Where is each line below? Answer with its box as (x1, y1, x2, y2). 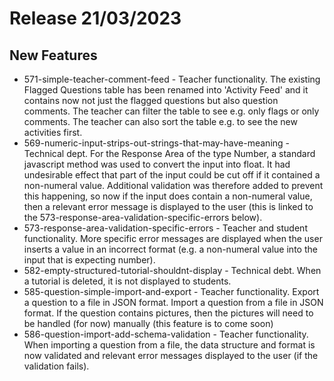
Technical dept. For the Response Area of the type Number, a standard (23, 148, 316, 159)
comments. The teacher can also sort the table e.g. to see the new (23, 116, 298, 127)
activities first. (23, 127, 83, 138)
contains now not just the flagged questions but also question (23, 95, 279, 106)
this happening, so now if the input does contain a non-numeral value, (23, 190, 313, 202)
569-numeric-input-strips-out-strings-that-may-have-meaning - (23, 137, 291, 149)
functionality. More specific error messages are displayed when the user (23, 233, 323, 244)
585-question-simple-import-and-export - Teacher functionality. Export (23, 286, 320, 297)
